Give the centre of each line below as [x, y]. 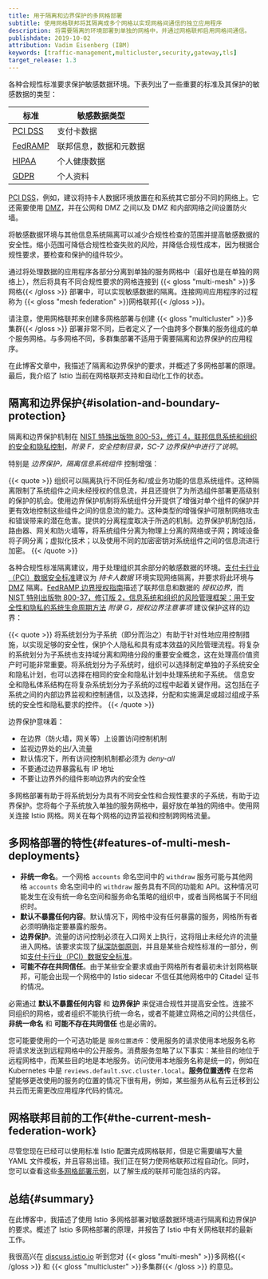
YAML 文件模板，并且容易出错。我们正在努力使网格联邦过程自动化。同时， [131, 1161]
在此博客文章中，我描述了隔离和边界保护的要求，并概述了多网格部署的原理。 [134, 366]
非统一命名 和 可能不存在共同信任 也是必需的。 [85, 1023]
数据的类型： [36, 94]
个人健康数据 [81, 161]
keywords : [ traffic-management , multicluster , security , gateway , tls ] [123, 53]
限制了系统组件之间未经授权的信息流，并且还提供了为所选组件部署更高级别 [137, 490]
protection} [37, 416]
